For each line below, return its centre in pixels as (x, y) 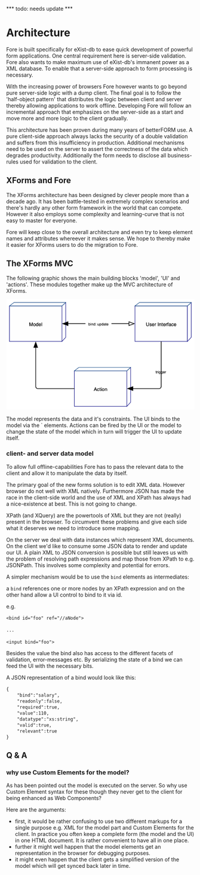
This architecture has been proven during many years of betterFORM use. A (99, 130)
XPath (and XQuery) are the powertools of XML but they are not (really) (94, 515)
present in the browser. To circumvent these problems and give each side (96, 522)
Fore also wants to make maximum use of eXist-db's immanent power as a (98, 62)
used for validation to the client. (59, 162)
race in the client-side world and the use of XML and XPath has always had (99, 497)
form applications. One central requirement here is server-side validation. (96, 56)
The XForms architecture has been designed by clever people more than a (98, 195)
